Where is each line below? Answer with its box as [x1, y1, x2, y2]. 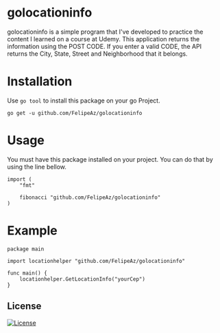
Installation [7, 74, 73, 89]
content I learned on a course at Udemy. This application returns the [7, 34, 200, 43]
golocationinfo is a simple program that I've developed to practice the [7, 28, 204, 36]
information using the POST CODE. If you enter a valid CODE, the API [7, 42, 202, 50]
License [7, 301, 42, 312]
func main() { [7, 270, 48, 277]
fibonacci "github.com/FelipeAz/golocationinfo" [19, 194, 161, 201]
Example [7, 223, 58, 238]
